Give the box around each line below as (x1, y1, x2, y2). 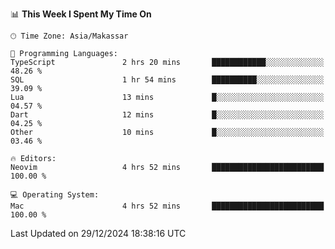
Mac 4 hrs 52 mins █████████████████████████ (10, 201, 325, 211)
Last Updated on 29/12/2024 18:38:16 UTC (10, 228, 187, 239)
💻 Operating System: (10, 190, 100, 200)
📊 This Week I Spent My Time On (10, 8, 152, 20)
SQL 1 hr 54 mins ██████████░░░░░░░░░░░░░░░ (10, 75, 325, 85)
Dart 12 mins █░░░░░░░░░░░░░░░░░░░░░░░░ (10, 110, 325, 120)
